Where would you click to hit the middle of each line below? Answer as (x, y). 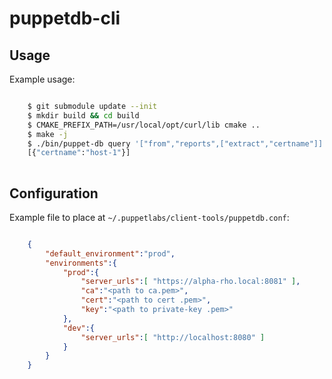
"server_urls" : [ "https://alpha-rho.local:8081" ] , (190, 282)
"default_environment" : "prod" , (110, 253)
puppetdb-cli (65, 18)
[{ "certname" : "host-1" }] (79, 153)
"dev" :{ (79, 328)
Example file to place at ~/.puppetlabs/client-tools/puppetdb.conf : (149, 217)
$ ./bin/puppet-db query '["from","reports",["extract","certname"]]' (177, 143)
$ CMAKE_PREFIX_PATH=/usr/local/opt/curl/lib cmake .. (144, 125)
